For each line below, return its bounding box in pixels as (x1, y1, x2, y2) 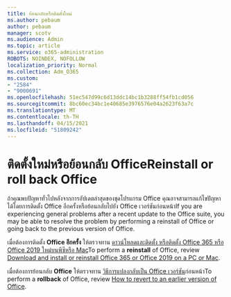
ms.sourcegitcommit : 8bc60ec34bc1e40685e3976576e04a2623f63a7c (7, 101, 194, 108)
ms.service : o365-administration (7, 49, 104, 56)
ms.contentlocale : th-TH (7, 113, 79, 120)
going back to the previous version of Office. (7, 225, 135, 233)
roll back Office (7, 171, 97, 187)
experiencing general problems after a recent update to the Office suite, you (7, 210, 225, 219)
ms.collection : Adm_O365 (7, 68, 79, 75)
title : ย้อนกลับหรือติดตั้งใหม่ (7, 10, 72, 17)
